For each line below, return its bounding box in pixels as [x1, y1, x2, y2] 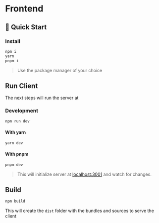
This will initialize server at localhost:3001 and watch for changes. [17, 171, 152, 177]
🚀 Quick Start [5, 23, 47, 31]
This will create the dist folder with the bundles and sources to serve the [5, 208, 155, 214]
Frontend [5, 3, 44, 14]
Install [5, 38, 21, 45]
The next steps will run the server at [5, 95, 79, 101]
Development [5, 108, 39, 114]
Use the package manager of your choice [17, 67, 103, 73]
